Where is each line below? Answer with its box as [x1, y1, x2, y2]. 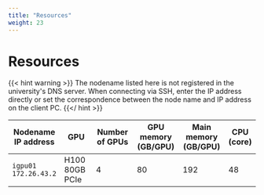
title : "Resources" [8, 11, 72, 20]
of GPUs [97, 136, 129, 147]
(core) [228, 136, 252, 147]
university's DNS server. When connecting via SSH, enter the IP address [8, 87, 242, 96]
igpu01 [12, 161, 37, 171]
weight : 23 [8, 19, 44, 27]
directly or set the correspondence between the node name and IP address [8, 95, 251, 104]
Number [97, 127, 128, 138]
